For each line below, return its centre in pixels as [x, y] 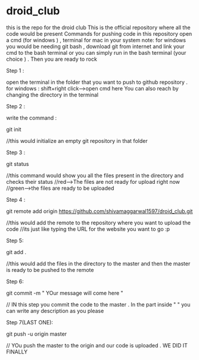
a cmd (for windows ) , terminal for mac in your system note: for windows [96, 40]
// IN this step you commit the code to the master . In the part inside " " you [98, 304]
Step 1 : [15, 70]
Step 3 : [16, 152]
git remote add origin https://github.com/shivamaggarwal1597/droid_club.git [99, 211]
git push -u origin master [37, 334]
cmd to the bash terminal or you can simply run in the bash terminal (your [96, 52]
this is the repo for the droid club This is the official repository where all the [98, 27]
